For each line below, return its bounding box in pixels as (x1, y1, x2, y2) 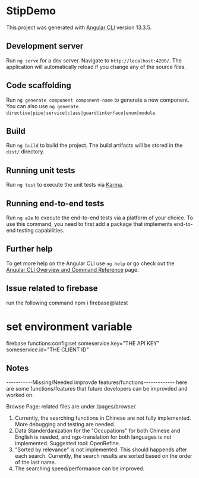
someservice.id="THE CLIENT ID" (6, 346, 89, 353)
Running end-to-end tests (6, 198, 105, 209)
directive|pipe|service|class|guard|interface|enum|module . (6, 109, 157, 116)
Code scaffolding (6, 80, 71, 90)
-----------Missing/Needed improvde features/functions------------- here (6, 379, 188, 386)
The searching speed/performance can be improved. (14, 465, 145, 472)
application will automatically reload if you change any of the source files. (6, 63, 186, 70)
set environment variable (6, 320, 132, 334)
